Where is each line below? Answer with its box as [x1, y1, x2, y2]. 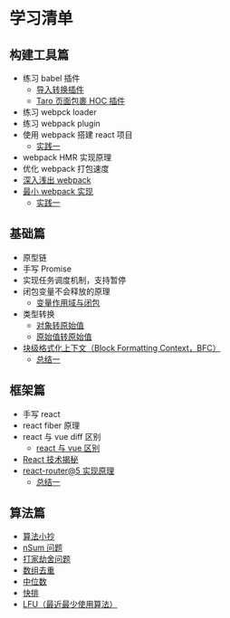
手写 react [22, 408, 61, 419]
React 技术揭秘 [22, 453, 79, 464]
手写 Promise [22, 263, 72, 274]
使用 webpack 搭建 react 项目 [22, 129, 133, 140]
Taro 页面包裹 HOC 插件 [35, 96, 126, 106]
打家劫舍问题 [22, 554, 71, 565]
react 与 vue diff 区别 [22, 431, 101, 442]
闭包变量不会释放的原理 [22, 286, 110, 297]
